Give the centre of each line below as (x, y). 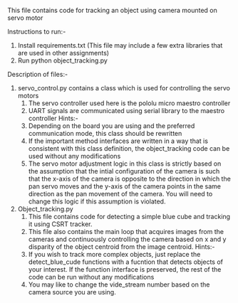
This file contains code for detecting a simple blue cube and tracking (129, 217)
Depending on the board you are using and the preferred (112, 126)
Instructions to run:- (37, 32)
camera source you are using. (72, 292)
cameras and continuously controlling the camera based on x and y (127, 239)
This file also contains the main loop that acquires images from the (126, 232)
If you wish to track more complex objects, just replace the (114, 254)
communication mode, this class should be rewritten (105, 133)
